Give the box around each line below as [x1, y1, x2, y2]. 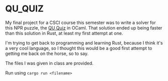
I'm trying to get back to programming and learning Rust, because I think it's [5, 39, 163, 45]
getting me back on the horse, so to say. [5, 50, 89, 56]
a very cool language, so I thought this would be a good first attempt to [5, 45, 152, 51]
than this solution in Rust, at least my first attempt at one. [5, 30, 123, 36]
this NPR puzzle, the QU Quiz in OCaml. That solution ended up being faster [5, 24, 162, 30]
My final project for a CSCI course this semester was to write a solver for [5, 19, 156, 25]
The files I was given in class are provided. [5, 60, 94, 66]
